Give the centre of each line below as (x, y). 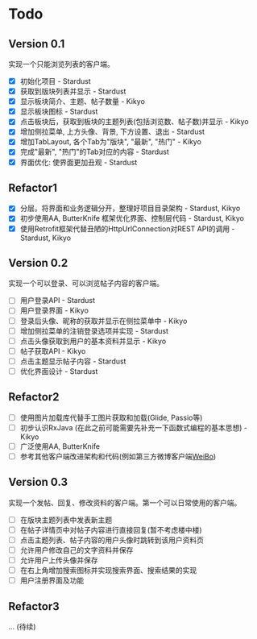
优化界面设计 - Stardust (59, 371)
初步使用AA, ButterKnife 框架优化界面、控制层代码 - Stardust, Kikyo (132, 218)
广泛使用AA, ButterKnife (60, 446)
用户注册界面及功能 (52, 580)
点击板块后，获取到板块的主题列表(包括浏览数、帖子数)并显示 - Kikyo (134, 122)
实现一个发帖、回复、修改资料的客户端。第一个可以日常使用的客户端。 (125, 502)
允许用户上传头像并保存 (59, 560)
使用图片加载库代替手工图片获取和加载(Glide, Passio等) (111, 417)
